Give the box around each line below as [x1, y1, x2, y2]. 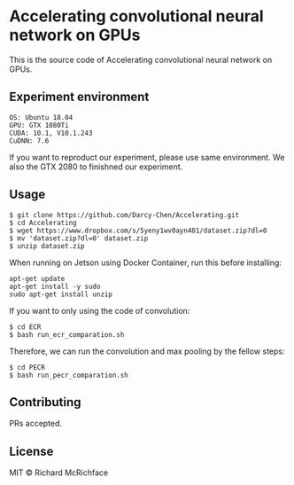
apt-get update [9, 274, 66, 283]
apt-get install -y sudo [9, 282, 101, 291]
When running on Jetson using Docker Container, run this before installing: [9, 257, 282, 268]
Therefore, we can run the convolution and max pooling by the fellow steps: [9, 346, 285, 356]
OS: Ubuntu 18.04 [9, 113, 73, 121]
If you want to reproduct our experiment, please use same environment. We [9, 152, 285, 162]
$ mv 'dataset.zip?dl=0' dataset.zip [9, 233, 149, 243]
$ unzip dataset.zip [9, 241, 86, 250]
